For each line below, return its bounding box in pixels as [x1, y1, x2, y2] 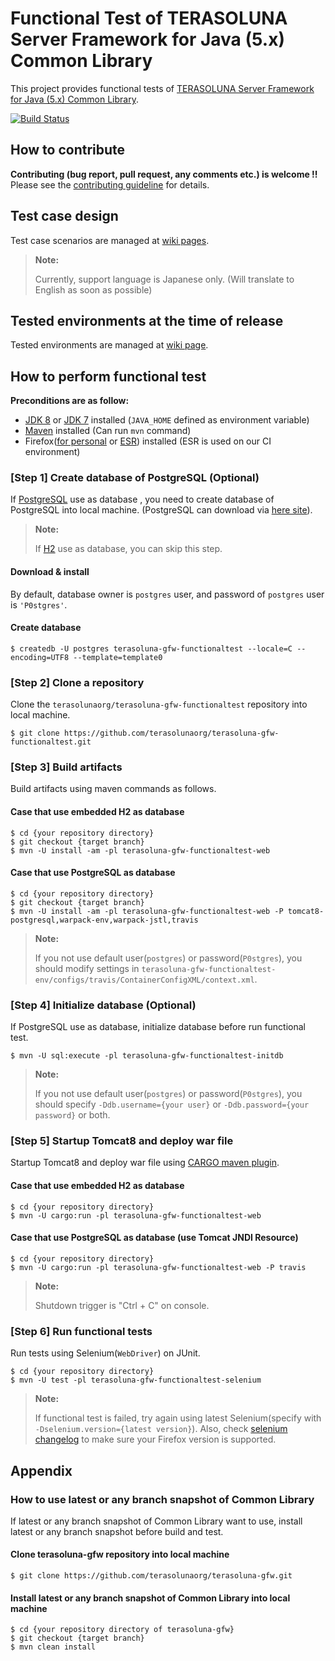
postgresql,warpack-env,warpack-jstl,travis [10, 915, 199, 925]
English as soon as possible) [34, 283, 153, 296]
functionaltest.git [10, 737, 92, 747]
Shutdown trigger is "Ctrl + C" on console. [34, 1299, 210, 1311]
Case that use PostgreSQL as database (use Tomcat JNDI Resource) [10, 1232, 299, 1244]
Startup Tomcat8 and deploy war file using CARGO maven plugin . [10, 1157, 280, 1169]
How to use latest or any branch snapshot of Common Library [10, 1492, 315, 1506]
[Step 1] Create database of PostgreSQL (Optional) [10, 471, 260, 485]
